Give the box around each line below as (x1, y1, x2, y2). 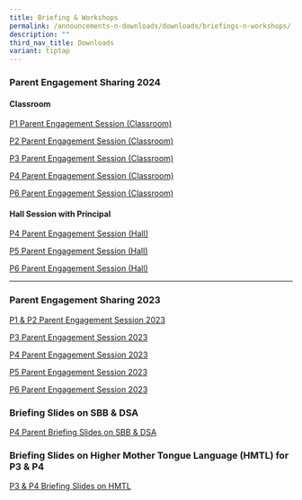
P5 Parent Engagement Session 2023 (9, 366, 148, 377)
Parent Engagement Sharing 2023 (9, 294, 161, 306)
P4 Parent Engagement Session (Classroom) (9, 171, 174, 181)
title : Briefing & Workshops (9, 13, 119, 22)
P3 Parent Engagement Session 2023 (9, 331, 148, 342)
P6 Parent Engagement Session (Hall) (9, 263, 148, 274)
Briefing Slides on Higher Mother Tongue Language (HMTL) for (9, 449, 289, 461)
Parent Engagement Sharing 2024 (9, 76, 162, 89)
